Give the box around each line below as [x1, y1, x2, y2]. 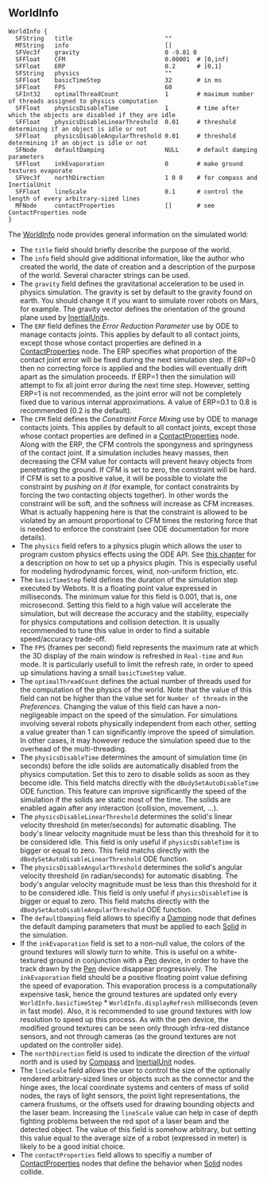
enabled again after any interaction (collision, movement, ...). [19, 803, 219, 813]
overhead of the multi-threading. [19, 744, 127, 753]
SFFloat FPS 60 [15, 83, 172, 91]
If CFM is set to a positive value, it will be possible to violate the [19, 473, 228, 482]
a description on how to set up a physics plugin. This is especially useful [19, 557, 257, 568]
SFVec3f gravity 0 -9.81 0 [15, 48, 197, 57]
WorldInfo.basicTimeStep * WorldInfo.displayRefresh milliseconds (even [19, 998, 258, 1007]
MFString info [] [15, 41, 172, 49]
